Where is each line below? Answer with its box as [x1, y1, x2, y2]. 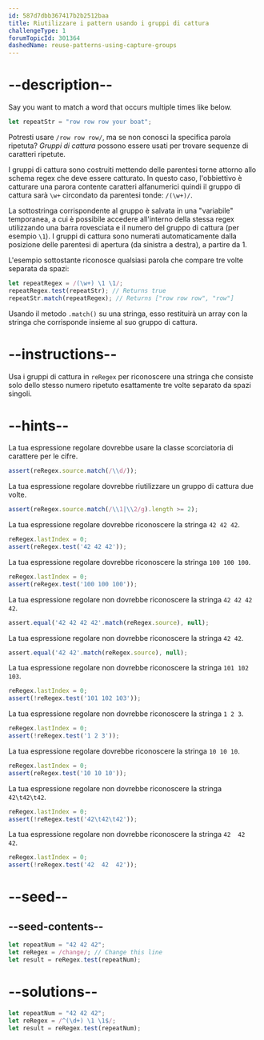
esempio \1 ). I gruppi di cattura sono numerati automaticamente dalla [8, 231, 238, 241]
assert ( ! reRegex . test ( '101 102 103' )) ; [8, 694, 142, 702]
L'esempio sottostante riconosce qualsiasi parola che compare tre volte [8, 255, 244, 265]
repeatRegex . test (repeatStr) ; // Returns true [8, 286, 166, 294]
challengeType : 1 [8, 26, 66, 34]
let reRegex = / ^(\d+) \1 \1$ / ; [8, 1017, 116, 1025]
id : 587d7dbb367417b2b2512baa [8, 11, 110, 20]
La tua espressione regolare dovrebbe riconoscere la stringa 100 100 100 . [8, 557, 251, 566]
